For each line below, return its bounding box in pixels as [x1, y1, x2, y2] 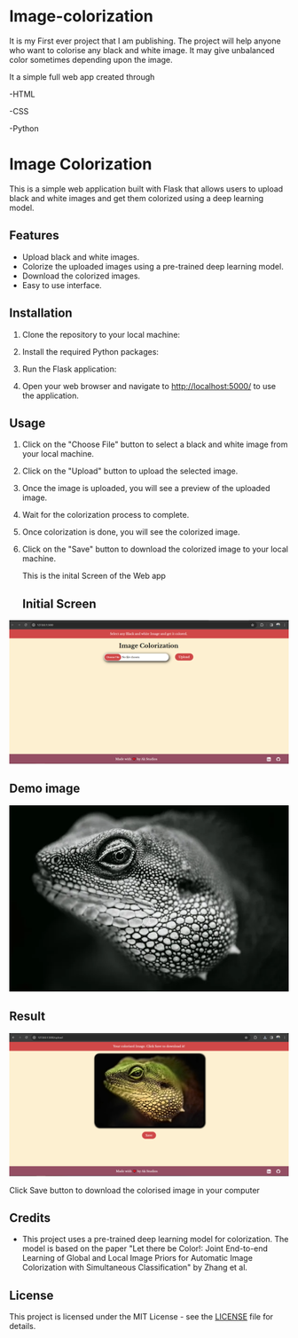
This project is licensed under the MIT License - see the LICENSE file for [9, 1311, 273, 1322]
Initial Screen [21, 596, 97, 611]
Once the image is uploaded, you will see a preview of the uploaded [21, 483, 271, 494]
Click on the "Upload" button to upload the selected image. [21, 466, 239, 476]
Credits [9, 1210, 51, 1225]
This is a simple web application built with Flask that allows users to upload [9, 184, 284, 194]
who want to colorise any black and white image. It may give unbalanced [9, 44, 275, 55]
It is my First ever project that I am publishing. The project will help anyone [9, 35, 281, 46]
